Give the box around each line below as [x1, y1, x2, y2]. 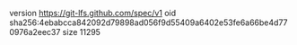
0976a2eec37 [9, 27, 61, 37]
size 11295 [62, 27, 101, 37]
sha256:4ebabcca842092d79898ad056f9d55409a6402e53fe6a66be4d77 [9, 17, 289, 28]
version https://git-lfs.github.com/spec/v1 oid [9, 8, 177, 18]
